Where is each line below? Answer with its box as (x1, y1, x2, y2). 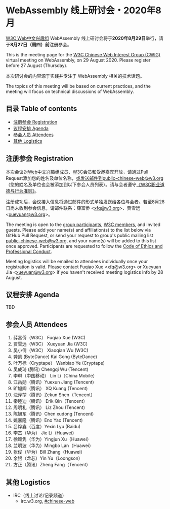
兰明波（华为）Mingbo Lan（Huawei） (13, 442, 94, 449)
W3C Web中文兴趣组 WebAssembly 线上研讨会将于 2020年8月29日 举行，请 (6, 35, 163, 41)
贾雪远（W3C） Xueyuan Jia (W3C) (13, 341, 88, 347)
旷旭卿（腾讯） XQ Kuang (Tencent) (13, 386, 88, 392)
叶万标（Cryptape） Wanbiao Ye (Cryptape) (13, 360, 105, 366)
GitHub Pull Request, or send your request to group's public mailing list (6, 232, 153, 238)
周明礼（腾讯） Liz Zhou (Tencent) (13, 404, 86, 410)
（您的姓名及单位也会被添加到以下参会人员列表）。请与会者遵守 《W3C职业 (6, 181, 160, 187)
